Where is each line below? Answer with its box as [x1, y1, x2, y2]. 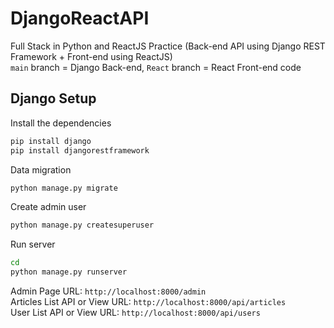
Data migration [10, 163, 72, 176]
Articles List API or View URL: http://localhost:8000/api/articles [10, 296, 287, 307]
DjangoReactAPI [10, 7, 150, 30]
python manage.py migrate [10, 183, 118, 193]
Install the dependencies [10, 117, 112, 129]
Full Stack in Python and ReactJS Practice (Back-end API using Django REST [10, 40, 326, 52]
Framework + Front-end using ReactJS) [10, 50, 173, 62]
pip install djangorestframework [10, 145, 150, 156]
